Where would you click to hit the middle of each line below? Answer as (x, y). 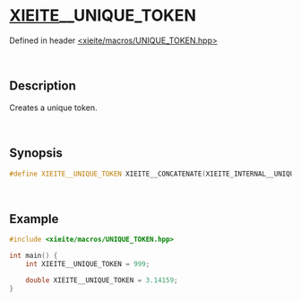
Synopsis (36, 153)
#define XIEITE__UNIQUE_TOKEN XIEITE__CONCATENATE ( (107, 174)
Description (43, 86)
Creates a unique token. (53, 107)
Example (34, 219)
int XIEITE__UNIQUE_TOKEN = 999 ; (88, 264)
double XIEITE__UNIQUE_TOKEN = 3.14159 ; (102, 280)
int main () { (34, 256)
